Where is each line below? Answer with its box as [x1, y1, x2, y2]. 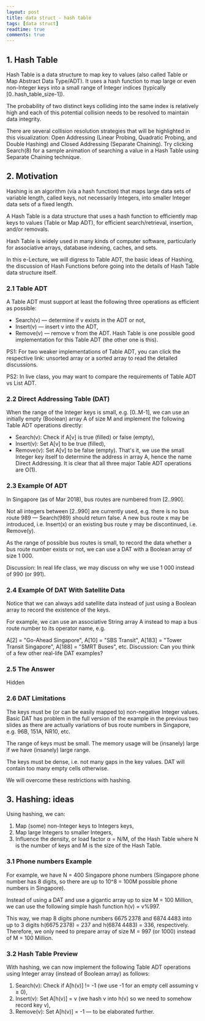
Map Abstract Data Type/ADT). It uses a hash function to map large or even [6, 77, 196, 85]
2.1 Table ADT [6, 284, 48, 292]
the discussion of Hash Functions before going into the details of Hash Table [6, 262, 199, 270]
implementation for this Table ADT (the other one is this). [15, 336, 158, 344]
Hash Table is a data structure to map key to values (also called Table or [6, 71, 188, 78]
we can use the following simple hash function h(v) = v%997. [6, 903, 160, 910]
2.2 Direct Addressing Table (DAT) [6, 394, 110, 403]
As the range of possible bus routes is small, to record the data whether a [6, 538, 192, 546]
